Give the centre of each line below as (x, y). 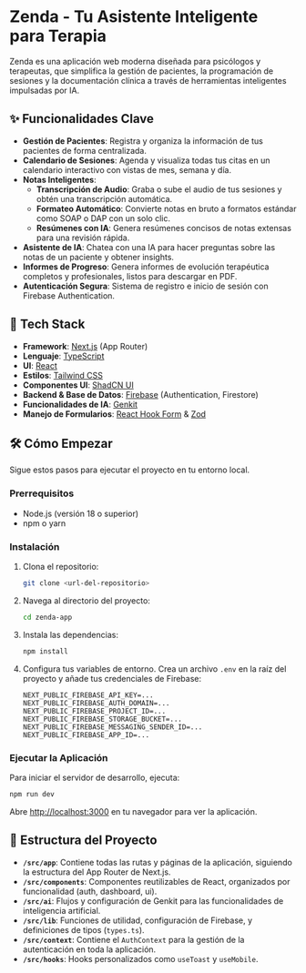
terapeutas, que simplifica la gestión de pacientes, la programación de (142, 71)
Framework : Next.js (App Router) (85, 346)
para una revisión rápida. (83, 238)
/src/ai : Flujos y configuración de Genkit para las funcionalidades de (153, 901)
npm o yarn (44, 523)
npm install (45, 651)
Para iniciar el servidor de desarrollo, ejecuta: (95, 777)
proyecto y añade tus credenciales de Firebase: (112, 678)
